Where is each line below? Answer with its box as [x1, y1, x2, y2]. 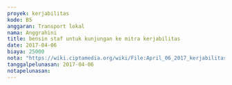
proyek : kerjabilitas [7, 10, 70, 17]
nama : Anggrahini [7, 29, 57, 36]
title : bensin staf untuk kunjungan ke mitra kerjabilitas [7, 36, 181, 42]
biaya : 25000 [7, 49, 45, 56]
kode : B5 [7, 16, 32, 23]
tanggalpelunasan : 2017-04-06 [7, 61, 95, 68]
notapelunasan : [7, 67, 51, 74]
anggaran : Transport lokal [7, 23, 85, 29]
